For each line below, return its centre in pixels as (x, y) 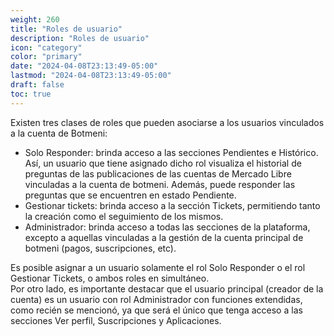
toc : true (31, 94)
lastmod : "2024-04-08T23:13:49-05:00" (91, 76)
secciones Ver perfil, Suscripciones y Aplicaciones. (116, 320)
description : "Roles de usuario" (80, 38)
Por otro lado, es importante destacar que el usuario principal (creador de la (167, 288)
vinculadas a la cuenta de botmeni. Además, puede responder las (160, 184)
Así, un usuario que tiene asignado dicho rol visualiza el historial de (163, 163)
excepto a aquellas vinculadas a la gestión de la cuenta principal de (164, 237)
